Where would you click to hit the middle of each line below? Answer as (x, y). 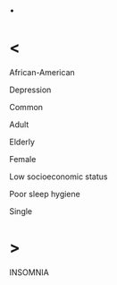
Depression (30, 90)
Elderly (22, 142)
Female (23, 160)
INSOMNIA (29, 272)
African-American (42, 73)
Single (21, 212)
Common (26, 108)
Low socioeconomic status (58, 177)
